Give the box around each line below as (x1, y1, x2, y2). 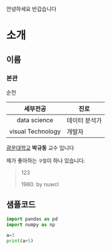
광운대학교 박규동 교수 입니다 (6, 144, 74, 151)
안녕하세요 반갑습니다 (6, 5, 57, 12)
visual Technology (9, 127, 62, 136)
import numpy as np (6, 222, 55, 228)
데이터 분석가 (66, 116, 102, 125)
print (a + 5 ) (6, 238, 34, 244)
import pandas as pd (6, 216, 59, 222)
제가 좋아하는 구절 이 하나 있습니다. (6, 157, 86, 164)
